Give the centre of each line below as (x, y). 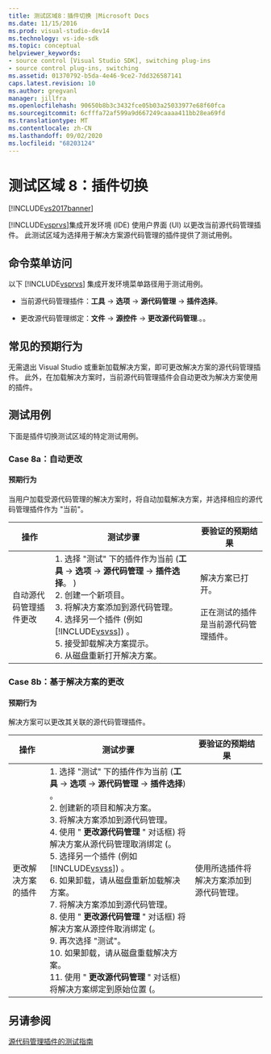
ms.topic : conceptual (45, 46)
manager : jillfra (38, 98)
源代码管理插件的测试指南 (51, 1041)
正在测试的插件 (229, 612)
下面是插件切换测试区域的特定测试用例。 (75, 435)
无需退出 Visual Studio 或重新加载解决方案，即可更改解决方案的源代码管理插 (134, 367)
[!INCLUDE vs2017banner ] (51, 208)
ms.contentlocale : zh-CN (50, 128)
